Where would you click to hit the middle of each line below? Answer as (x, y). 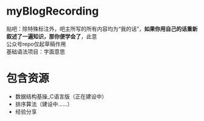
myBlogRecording (53, 11)
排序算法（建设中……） (44, 104)
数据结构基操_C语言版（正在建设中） (61, 96)
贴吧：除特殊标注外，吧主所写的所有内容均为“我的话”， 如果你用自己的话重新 (102, 29)
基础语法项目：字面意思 (36, 51)
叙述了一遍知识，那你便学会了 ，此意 (52, 36)
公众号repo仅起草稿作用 (36, 44)
